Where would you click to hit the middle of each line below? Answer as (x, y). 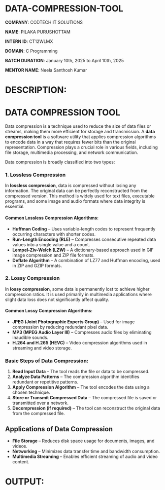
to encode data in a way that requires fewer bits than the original (71, 142)
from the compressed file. (38, 414)
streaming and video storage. (42, 348)
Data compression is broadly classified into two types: (60, 162)
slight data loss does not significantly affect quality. (57, 300)
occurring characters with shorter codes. (54, 234)
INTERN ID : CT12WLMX (29, 41)
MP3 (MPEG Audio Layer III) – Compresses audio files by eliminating (82, 332)
